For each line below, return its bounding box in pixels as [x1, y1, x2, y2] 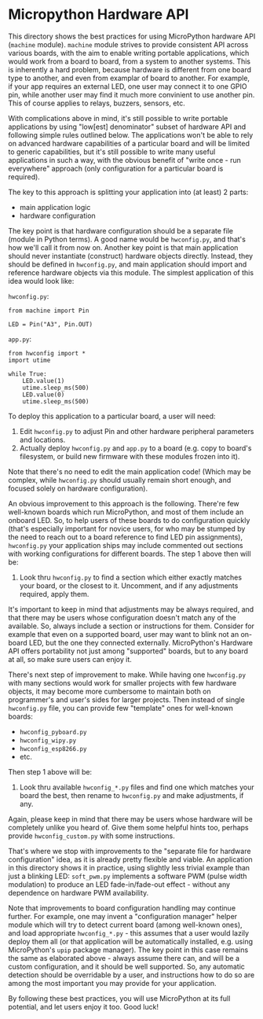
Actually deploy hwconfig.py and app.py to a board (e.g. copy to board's [19, 443, 252, 453]
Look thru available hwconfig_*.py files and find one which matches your [19, 782, 254, 792]
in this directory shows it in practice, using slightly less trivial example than [8, 863, 250, 872]
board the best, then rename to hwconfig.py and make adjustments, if [19, 790, 244, 800]
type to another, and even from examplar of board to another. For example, [8, 73, 250, 83]
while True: [8, 370, 47, 378]
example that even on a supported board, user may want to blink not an [8, 629, 239, 638]
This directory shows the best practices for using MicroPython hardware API [8, 31, 256, 41]
